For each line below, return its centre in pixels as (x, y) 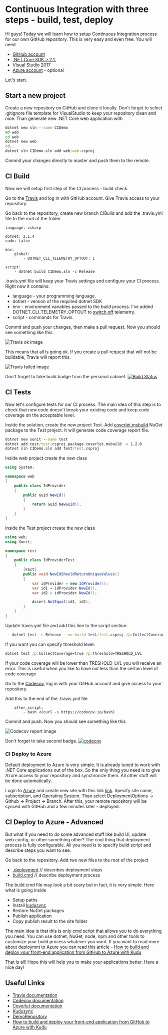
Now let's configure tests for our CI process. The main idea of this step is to (83, 404)
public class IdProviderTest (44, 560)
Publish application (32, 916)
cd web (12, 137)
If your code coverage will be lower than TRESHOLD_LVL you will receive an (83, 663)
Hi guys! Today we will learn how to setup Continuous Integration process (81, 34)
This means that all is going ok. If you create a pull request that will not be (81, 352)
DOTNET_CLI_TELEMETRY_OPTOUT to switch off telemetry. (74, 312)
